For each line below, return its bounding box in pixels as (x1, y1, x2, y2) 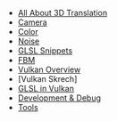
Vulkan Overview (17, 64, 81, 75)
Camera (17, 17, 47, 28)
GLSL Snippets (17, 45, 73, 56)
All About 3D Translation (17, 8, 108, 18)
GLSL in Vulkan (17, 84, 74, 93)
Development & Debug (17, 93, 101, 103)
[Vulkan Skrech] (17, 74, 78, 84)
